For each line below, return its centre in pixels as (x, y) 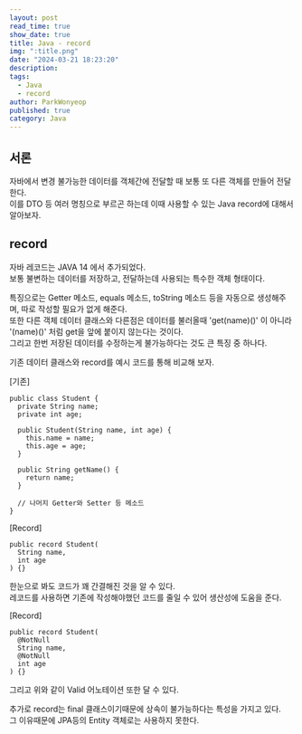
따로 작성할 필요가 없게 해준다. (75, 309)
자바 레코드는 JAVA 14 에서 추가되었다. (78, 267)
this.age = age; (57, 446)
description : (34, 69)
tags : (19, 77)
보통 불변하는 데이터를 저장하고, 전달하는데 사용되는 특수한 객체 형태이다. (137, 278)
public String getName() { (68, 470)
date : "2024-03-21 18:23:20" (64, 60)
